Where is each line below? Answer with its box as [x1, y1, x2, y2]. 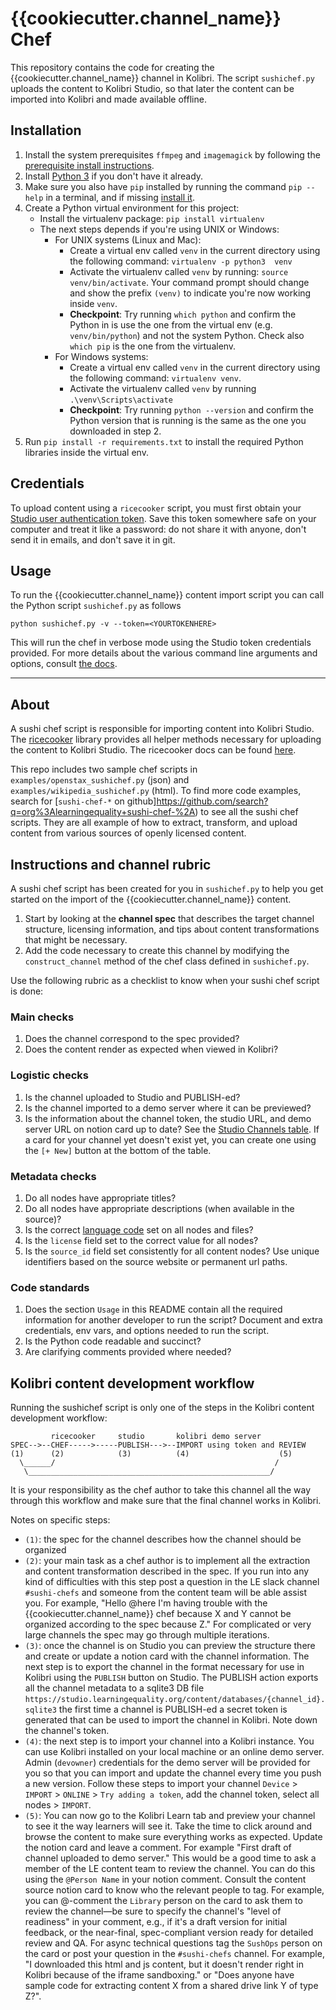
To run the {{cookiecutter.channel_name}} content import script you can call [10, 589, 325, 601]
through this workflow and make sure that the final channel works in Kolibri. [10, 1495, 322, 1506]
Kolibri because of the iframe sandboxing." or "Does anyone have [24, 1969, 295, 1981]
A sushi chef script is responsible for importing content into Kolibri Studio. [10, 723, 315, 735]
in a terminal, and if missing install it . [45, 191, 196, 203]
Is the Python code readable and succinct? [24, 1335, 202, 1347]
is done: [10, 985, 44, 997]
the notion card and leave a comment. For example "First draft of [24, 1842, 292, 1853]
